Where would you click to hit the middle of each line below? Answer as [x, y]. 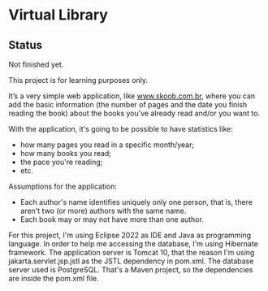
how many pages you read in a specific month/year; [107, 145]
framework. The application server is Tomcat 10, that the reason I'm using [132, 252]
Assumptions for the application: [63, 186]
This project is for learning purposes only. [78, 80]
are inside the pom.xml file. [54, 278]
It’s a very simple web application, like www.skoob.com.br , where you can [132, 96]
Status [26, 45]
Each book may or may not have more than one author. [112, 219]
